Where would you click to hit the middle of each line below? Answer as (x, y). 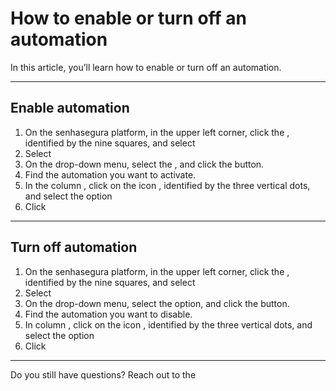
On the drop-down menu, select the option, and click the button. (157, 303)
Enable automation (70, 108)
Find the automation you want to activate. (110, 174)
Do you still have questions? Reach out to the (103, 374)
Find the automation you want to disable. (108, 314)
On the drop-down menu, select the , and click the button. (144, 164)
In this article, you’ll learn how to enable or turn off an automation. (146, 67)
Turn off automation (74, 247)
